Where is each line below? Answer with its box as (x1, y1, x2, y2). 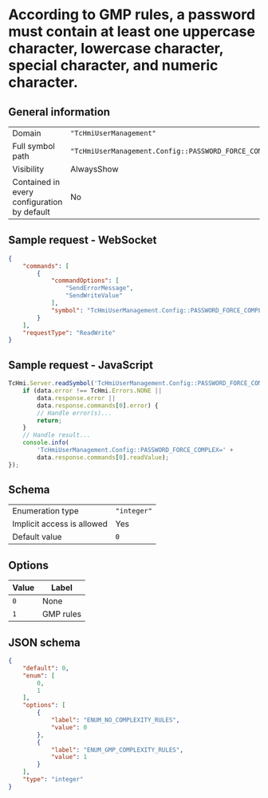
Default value (12, 532, 62, 543)
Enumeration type (12, 505, 79, 517)
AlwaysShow (70, 163, 119, 175)
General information (8, 105, 110, 119)
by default (12, 206, 50, 217)
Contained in (12, 177, 61, 187)
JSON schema (8, 635, 81, 649)
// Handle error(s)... (37, 409, 112, 417)
